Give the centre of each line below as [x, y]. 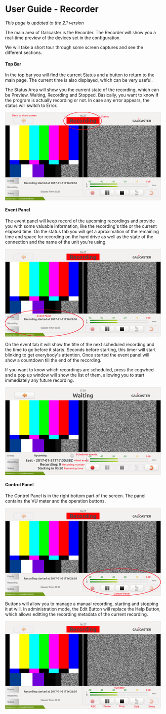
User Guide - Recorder [52, 9]
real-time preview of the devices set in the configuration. [63, 38]
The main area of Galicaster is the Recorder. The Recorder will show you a [81, 32]
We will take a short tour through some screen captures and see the [74, 47]
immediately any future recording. [40, 380]
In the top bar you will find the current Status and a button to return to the [80, 75]
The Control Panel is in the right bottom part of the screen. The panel [75, 496]
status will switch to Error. [31, 105]
